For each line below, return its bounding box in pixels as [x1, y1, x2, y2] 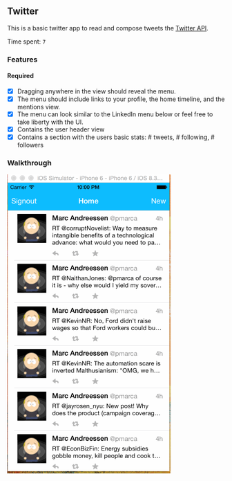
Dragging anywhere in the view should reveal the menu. [17, 87, 176, 96]
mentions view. [17, 103, 61, 111]
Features [7, 55, 38, 64]
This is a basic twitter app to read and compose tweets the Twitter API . [7, 24, 209, 32]
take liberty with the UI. [17, 118, 84, 127]
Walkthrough [7, 158, 52, 168]
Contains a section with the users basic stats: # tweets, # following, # [17, 133, 215, 141]
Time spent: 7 [7, 37, 46, 46]
